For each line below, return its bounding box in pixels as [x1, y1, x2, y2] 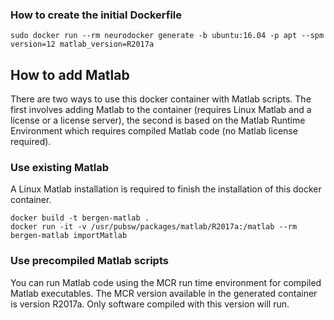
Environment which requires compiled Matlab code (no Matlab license [10, 125, 298, 137]
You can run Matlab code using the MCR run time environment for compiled [10, 276, 322, 288]
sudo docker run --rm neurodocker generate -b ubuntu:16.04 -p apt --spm [10, 31, 325, 41]
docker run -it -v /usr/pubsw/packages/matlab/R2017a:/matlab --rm [10, 222, 298, 232]
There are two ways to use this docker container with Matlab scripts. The [10, 93, 312, 105]
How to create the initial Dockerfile [10, 8, 182, 22]
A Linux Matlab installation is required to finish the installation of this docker [10, 183, 322, 195]
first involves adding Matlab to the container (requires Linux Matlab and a [10, 104, 312, 116]
